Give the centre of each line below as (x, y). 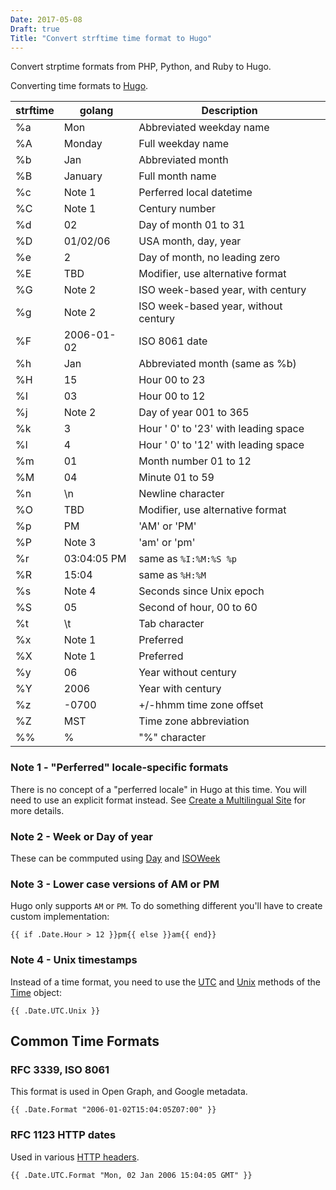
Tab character (171, 624)
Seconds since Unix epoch (201, 591)
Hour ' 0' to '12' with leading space (221, 445)
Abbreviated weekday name (204, 128)
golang (96, 111)
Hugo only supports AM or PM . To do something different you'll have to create (166, 906)
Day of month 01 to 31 (192, 225)
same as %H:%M (172, 575)
